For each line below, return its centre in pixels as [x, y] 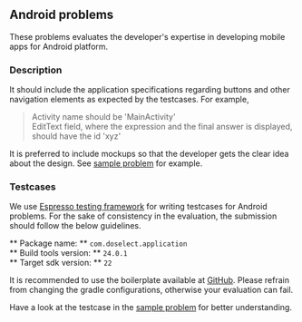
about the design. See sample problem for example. [106, 163]
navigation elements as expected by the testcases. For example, [129, 100]
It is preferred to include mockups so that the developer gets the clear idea [149, 154]
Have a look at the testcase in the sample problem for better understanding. [151, 307]
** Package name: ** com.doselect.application [98, 243]
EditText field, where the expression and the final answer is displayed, [162, 127]
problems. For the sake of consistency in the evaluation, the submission [143, 216]
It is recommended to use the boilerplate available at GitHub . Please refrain [150, 280]
